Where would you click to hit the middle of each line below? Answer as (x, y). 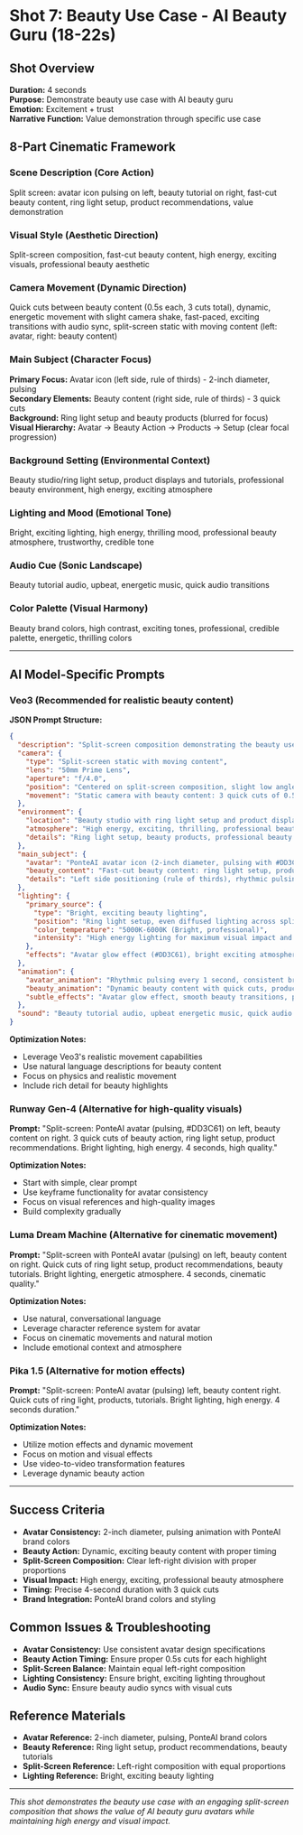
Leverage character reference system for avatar (111, 1327)
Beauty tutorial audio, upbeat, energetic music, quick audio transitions (140, 585)
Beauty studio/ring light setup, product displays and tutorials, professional (147, 480)
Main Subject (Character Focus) (81, 359)
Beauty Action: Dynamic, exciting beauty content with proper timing (149, 1551)
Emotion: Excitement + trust (62, 109)
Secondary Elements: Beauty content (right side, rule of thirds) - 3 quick (145, 398)
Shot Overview (52, 68)
